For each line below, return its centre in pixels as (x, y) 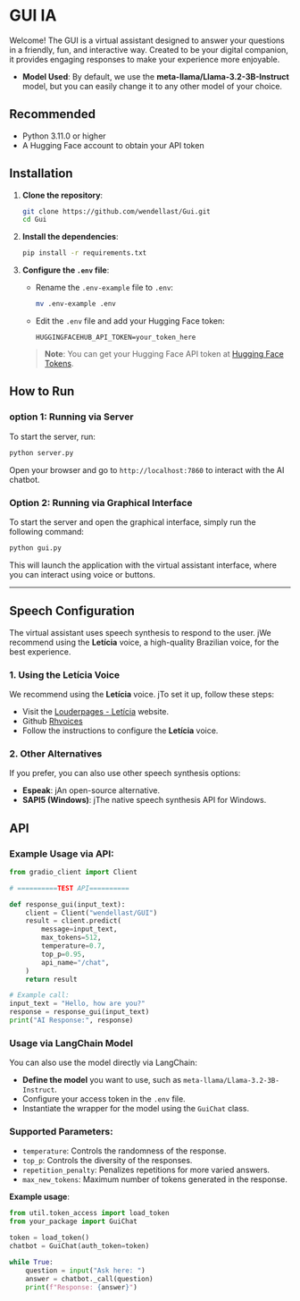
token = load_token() (50, 1238)
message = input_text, (79, 929)
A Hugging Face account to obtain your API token (113, 145)
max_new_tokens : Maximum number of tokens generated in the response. (154, 1179)
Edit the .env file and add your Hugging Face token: (130, 321)
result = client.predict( (74, 921)
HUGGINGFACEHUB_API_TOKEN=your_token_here (116, 338)
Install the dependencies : (70, 237)
